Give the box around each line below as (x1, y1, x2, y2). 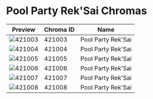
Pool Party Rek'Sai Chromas (6, 4, 147, 18)
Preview (11, 25, 36, 34)
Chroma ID (44, 25, 75, 34)
